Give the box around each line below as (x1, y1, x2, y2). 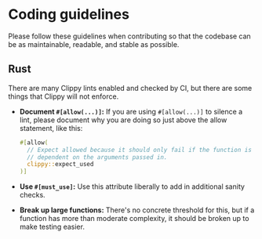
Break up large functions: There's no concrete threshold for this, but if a (19, 205, 255, 215)
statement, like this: (19, 123, 83, 132)
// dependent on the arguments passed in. (27, 153, 168, 161)
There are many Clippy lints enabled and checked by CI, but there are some (8, 83, 253, 92)
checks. (19, 190, 45, 200)
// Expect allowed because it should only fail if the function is (27, 146, 253, 154)
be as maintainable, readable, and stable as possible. (8, 39, 180, 49)
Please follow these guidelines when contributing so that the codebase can (8, 31, 251, 41)
